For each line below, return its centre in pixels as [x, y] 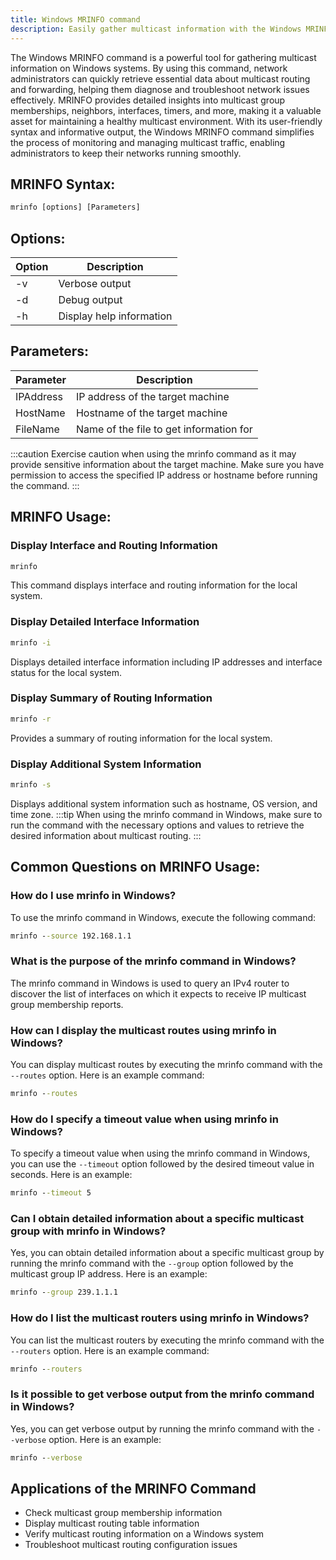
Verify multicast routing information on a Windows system [144, 1534]
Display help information [115, 316]
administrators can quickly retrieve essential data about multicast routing [160, 78]
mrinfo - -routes [44, 1094]
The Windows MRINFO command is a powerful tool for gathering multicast [163, 57]
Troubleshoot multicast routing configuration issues [131, 1545]
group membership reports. [67, 1004]
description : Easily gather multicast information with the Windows [156, 29]
